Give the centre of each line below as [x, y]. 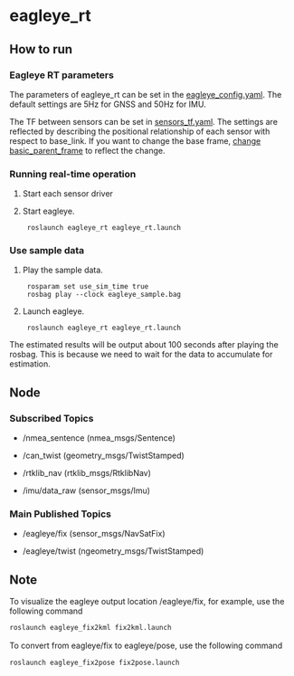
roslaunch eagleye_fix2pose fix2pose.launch [95, 663]
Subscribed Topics [52, 418]
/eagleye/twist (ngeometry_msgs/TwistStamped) [113, 551]
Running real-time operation [73, 174]
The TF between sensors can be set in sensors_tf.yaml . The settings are [144, 121]
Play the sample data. [63, 270]
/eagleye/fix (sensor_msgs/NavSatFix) [94, 534]
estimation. [30, 364]
